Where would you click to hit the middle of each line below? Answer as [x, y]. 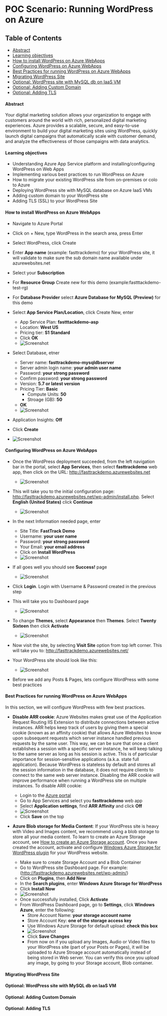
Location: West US [39, 327]
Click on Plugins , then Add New [53, 878]
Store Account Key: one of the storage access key [80, 921]
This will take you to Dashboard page [50, 601]
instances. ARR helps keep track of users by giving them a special [80, 727]
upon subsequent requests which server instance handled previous [82, 738]
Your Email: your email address [52, 547]
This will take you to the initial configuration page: [63, 491]
